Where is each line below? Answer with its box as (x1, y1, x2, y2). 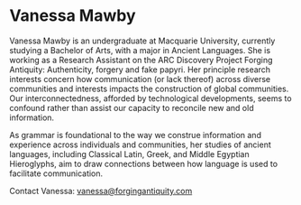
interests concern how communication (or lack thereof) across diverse (9, 73, 271, 84)
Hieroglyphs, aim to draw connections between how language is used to (9, 158, 278, 169)
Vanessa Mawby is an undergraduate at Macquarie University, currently (9, 35, 276, 46)
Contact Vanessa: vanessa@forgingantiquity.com (9, 185, 193, 196)
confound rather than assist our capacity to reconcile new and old (9, 102, 254, 113)
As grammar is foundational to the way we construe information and (9, 129, 261, 140)
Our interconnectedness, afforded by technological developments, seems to (9, 92, 292, 104)
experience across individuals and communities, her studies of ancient (9, 139, 272, 150)
